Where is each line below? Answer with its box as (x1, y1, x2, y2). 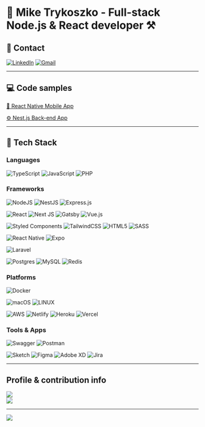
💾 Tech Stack (6, 137, 57, 148)
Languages (6, 156, 41, 164)
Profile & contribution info (6, 375, 107, 385)
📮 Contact (6, 43, 45, 53)
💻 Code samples (6, 83, 72, 93)
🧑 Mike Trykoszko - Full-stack (6, 5, 160, 20)
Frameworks (6, 185, 45, 193)
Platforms (6, 273, 37, 281)
